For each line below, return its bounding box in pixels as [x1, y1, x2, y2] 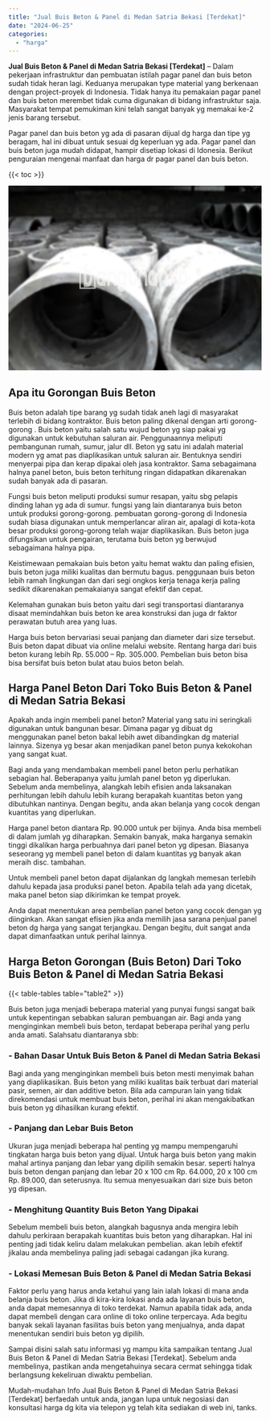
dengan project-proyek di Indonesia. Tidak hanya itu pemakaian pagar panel [8, 87, 261, 97]
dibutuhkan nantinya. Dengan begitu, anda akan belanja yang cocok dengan [8, 799, 260, 809]
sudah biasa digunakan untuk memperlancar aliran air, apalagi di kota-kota [8, 517, 256, 526]
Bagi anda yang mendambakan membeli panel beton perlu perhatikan [8, 765, 239, 774]
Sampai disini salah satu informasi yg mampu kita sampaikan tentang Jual [8, 1344, 253, 1354]
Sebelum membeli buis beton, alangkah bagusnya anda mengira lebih [8, 1222, 239, 1232]
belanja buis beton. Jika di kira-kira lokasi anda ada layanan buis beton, [8, 1294, 245, 1304]
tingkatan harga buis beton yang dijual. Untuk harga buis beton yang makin [8, 1150, 257, 1159]
